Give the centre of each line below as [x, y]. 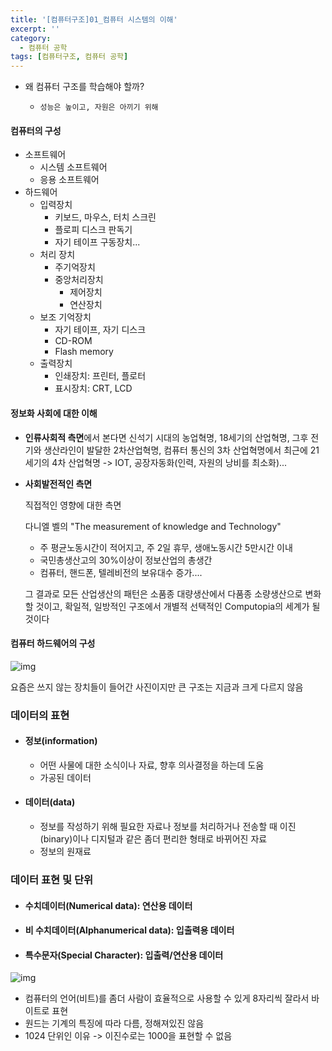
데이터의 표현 [40, 715]
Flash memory [84, 352]
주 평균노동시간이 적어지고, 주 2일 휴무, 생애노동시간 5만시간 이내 [166, 547]
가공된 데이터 [65, 777]
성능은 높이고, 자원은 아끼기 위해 [99, 107]
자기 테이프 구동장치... [97, 242]
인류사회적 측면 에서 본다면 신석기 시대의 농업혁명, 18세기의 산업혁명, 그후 [166, 437]
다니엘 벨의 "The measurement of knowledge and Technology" [153, 526]
